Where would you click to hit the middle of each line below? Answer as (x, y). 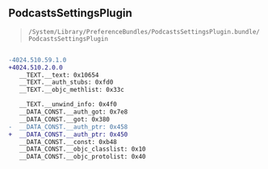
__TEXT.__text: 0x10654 (59, 75)
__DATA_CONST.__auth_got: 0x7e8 (73, 112)
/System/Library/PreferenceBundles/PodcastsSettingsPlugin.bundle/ (144, 31)
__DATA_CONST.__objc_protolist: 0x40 (83, 157)
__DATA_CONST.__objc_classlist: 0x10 (83, 149)
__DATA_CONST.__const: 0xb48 (68, 142)
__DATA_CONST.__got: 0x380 (65, 119)
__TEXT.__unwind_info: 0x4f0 (68, 105)
